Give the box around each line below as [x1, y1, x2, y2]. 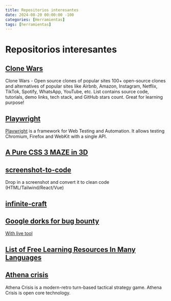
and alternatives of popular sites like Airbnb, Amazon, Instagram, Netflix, [5, 83, 158, 90]
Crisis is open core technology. [5, 290, 70, 296]
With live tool [5, 230, 33, 236]
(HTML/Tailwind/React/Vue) [5, 185, 64, 191]
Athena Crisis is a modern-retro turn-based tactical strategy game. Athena [5, 284, 162, 290]
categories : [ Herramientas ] [5, 17, 65, 22]
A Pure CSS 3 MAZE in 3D [5, 148, 88, 157]
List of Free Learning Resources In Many [5, 245, 136, 254]
